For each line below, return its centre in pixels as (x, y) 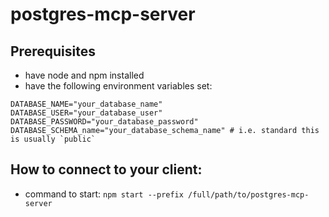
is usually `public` (53, 139)
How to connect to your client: (106, 169)
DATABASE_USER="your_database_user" (86, 113)
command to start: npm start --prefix (104, 194)
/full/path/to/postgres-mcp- (249, 194)
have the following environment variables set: (118, 86)
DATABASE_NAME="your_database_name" (86, 104)
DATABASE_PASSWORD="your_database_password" (104, 122)
